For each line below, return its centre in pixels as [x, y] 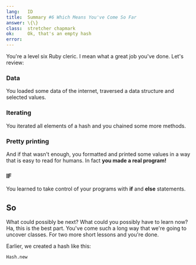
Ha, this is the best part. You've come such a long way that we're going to [97, 228]
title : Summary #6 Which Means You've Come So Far [71, 17]
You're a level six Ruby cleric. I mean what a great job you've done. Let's [95, 56]
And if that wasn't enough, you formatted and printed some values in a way [98, 154]
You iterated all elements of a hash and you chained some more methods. [96, 126]
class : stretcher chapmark [41, 28]
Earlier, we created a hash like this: [49, 246]
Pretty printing [28, 141]
